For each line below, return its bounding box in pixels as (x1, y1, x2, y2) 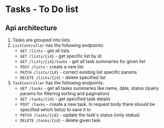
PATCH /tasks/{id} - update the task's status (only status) (20, 112, 140, 118)
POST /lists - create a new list (20, 64, 84, 70)
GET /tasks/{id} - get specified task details (20, 96, 111, 102)
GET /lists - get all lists (20, 48, 69, 53)
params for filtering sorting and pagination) (20, 91, 110, 96)
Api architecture (5, 24, 57, 32)
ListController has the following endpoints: (12, 42, 104, 48)
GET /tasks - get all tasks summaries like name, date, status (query (20, 85, 159, 91)
